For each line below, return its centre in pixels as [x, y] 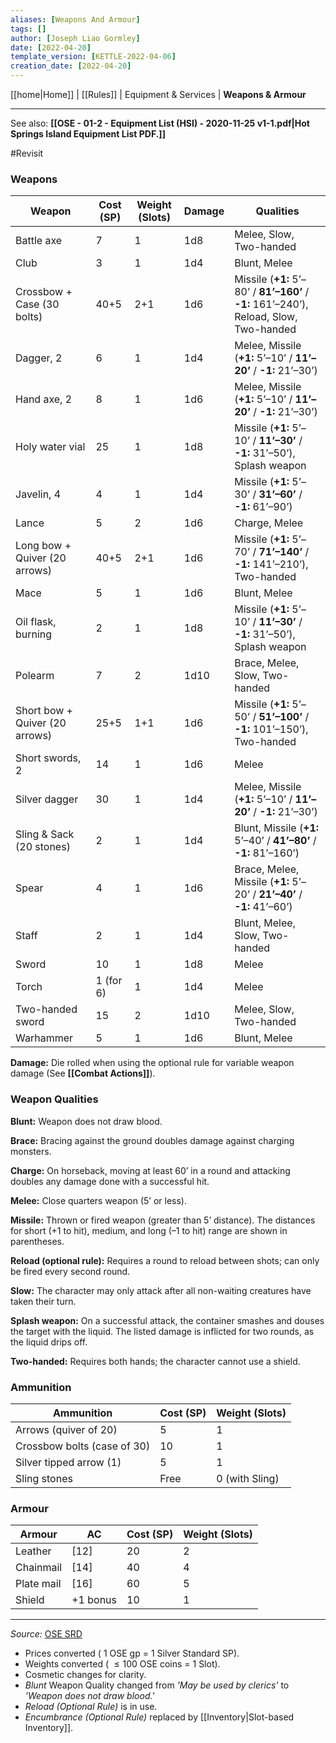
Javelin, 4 [38, 494]
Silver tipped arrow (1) [68, 1462]
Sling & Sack [45, 834]
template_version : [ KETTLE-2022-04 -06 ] [93, 57]
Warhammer [44, 1038]
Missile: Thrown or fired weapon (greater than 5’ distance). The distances [163, 1220]
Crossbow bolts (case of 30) [83, 1446]
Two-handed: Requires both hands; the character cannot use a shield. [155, 1361]
